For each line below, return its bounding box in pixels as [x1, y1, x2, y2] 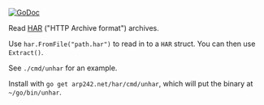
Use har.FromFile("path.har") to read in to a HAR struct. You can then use [8, 39, 256, 48]
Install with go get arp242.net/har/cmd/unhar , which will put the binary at [8, 79, 253, 88]
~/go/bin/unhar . [8, 87, 63, 97]
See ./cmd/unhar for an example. [8, 63, 118, 73]
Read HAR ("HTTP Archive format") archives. [8, 23, 160, 32]
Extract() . [8, 48, 44, 57]
